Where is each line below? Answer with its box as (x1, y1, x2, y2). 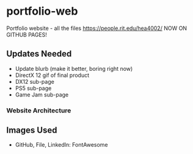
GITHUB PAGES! (6, 31, 48, 38)
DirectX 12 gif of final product (15, 71, 90, 79)
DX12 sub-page (15, 78, 55, 85)
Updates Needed (6, 49, 72, 59)
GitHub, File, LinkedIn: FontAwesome (15, 141, 108, 148)
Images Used (6, 125, 57, 136)
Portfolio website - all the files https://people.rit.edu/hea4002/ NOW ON (6, 24, 188, 32)
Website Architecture (6, 106, 71, 114)
